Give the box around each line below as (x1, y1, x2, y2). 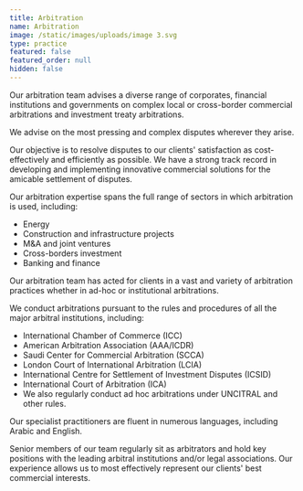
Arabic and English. (9, 425, 83, 436)
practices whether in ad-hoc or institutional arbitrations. (9, 284, 219, 295)
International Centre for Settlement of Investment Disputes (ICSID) (22, 368, 272, 379)
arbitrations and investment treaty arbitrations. (9, 109, 184, 120)
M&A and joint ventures (22, 238, 111, 249)
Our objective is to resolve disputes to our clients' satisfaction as (9, 144, 253, 155)
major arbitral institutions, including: (9, 312, 144, 323)
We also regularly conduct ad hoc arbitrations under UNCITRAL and (22, 388, 278, 399)
